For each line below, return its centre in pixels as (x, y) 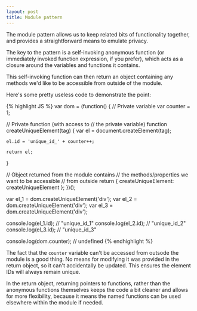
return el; (20, 152)
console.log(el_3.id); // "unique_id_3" (51, 229)
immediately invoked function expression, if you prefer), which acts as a (95, 59)
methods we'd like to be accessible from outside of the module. (84, 83)
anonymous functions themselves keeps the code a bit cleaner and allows (97, 289)
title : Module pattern (34, 17)
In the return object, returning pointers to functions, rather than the (88, 283)
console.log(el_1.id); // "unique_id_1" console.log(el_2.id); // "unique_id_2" (96, 223)
